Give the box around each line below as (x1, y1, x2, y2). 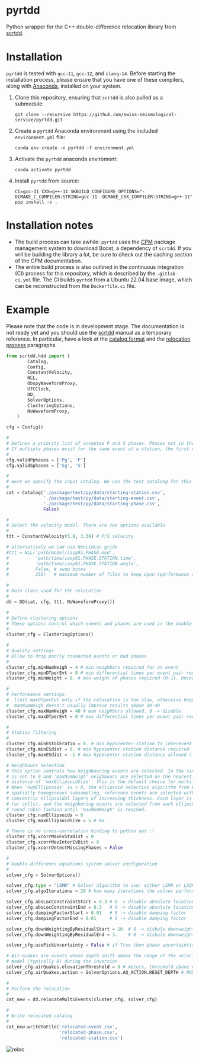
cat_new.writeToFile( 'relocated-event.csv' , (6, 1024, 118, 1030)
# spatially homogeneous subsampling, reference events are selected (6, 790, 182, 796)
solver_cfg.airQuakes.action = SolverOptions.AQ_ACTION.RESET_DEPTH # (6, 969, 184, 975)
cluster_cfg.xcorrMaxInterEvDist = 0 (6, 839, 99, 845)
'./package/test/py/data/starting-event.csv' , (43, 495, 161, 501)
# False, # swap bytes (6, 566, 86, 572)
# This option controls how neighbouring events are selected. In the (6, 768, 184, 774)
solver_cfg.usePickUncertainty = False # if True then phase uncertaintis (6, 942, 195, 948)
